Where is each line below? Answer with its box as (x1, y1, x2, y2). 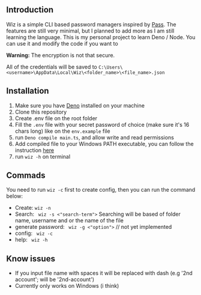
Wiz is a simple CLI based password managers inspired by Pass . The (6, 20, 176, 28)
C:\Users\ (98, 64, 123, 70)
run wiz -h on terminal (14, 153, 71, 160)
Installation (6, 86, 49, 96)
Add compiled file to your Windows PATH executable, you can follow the (14, 140, 194, 147)
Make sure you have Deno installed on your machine (14, 102, 145, 109)
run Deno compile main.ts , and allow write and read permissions (14, 133, 174, 141)
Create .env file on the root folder (14, 114, 98, 122)
